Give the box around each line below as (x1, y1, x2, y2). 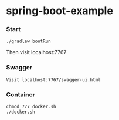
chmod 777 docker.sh (6, 104, 57, 110)
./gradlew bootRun (6, 38, 51, 45)
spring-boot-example (6, 4, 113, 18)
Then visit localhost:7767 (6, 49, 67, 56)
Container (6, 90, 35, 98)
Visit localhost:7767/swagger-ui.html (6, 76, 101, 83)
